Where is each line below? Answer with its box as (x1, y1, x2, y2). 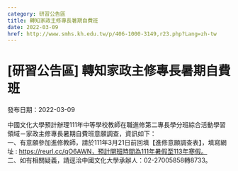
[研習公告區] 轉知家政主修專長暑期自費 (7, 63, 231, 79)
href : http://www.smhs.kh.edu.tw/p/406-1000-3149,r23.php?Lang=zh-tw (7, 30, 217, 38)
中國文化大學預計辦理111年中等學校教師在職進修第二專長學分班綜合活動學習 (7, 121, 227, 129)
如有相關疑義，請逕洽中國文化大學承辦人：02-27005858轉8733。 (19, 156, 212, 165)
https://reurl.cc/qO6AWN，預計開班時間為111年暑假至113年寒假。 (18, 147, 208, 156)
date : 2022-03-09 (7, 23, 59, 31)
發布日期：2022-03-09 (7, 106, 76, 114)
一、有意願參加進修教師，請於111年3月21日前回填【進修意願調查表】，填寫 (7, 138, 221, 147)
